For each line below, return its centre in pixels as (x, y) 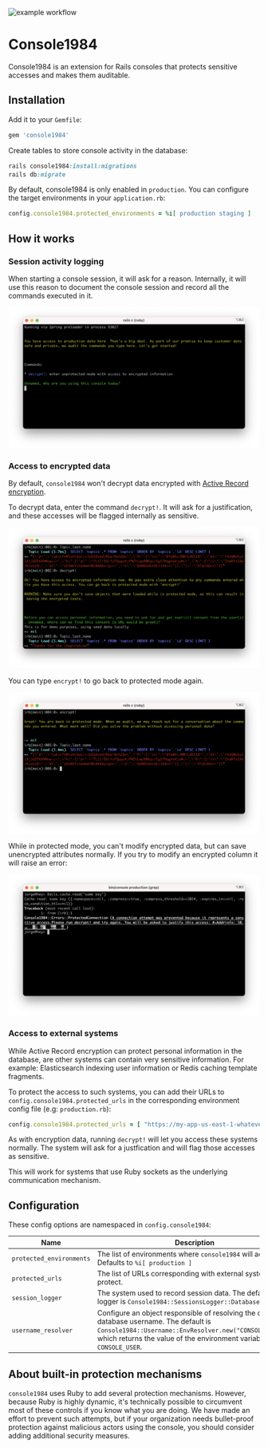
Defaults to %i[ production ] (145, 1262)
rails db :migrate (37, 174)
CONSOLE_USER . (120, 1347)
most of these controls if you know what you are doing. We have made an (129, 1410)
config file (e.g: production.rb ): (60, 1109)
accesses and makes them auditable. (69, 75)
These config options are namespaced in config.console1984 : (110, 1224)
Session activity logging (56, 261)
